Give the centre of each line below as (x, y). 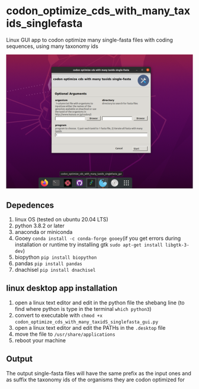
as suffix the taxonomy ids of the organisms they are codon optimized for (95, 380)
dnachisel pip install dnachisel (55, 270)
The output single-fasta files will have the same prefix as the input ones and (99, 373)
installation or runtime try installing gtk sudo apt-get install (89, 245)
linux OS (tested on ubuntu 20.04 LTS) (61, 219)
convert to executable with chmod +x (58, 315)
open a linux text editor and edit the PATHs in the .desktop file (90, 327)
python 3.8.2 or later (40, 226)
